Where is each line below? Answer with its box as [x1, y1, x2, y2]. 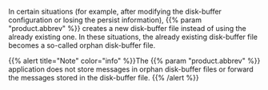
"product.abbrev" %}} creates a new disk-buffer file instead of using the [8, 24, 246, 33]
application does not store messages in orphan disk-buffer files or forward [8, 65, 254, 74]
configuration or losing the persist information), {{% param [8, 15, 202, 25]
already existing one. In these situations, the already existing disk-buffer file [8, 32, 258, 41]
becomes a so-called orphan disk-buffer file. [8, 41, 156, 50]
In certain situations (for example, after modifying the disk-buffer [8, 7, 222, 16]
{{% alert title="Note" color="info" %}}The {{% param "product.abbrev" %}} [8, 56, 261, 65]
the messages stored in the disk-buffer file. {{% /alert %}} [8, 73, 199, 82]
